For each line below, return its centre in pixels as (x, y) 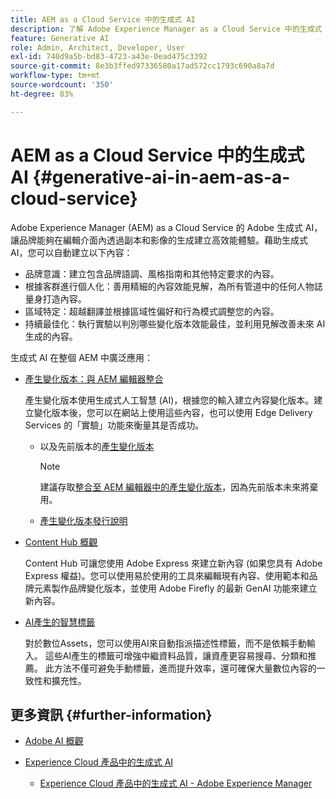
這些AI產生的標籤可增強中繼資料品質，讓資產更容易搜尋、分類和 (176, 655)
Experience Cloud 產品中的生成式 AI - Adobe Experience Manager (176, 783)
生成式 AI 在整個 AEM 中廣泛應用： (81, 357)
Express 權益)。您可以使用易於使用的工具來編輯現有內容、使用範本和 (167, 575)
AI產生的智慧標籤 (60, 622)
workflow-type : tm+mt (55, 76)
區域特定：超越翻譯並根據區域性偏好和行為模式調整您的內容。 (152, 311)
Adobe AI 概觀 (54, 741)
